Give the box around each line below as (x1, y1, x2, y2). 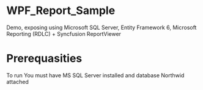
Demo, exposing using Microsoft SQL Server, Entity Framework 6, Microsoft (6, 24, 197, 31)
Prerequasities (6, 52, 83, 66)
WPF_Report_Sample (6, 4, 116, 18)
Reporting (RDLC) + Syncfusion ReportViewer (6, 30, 121, 37)
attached (6, 78, 29, 85)
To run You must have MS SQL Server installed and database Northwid (6, 71, 185, 79)
